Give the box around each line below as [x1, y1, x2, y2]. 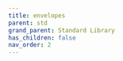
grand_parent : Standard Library [8, 26, 115, 34]
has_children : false [8, 33, 77, 42]
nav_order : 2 [8, 41, 52, 49]
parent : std [8, 19, 48, 27]
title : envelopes [8, 11, 66, 20]
